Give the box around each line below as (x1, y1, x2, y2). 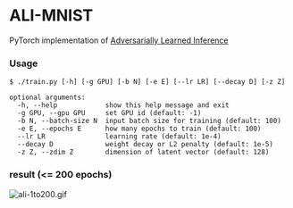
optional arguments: (9, 93, 87, 103)
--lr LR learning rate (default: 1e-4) (17, 132, 222, 141)
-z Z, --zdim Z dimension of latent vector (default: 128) (17, 148, 270, 157)
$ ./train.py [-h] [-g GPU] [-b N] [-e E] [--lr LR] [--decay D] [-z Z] (9, 78, 286, 87)
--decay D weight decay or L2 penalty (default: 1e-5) (17, 140, 274, 149)
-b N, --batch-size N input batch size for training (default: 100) (17, 117, 281, 126)
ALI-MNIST (9, 5, 94, 26)
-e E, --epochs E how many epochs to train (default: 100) (17, 124, 262, 134)
